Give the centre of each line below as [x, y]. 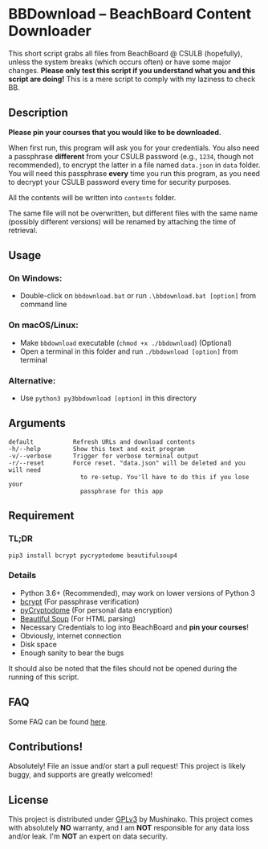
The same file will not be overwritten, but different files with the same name [133, 213]
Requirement [41, 516]
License [28, 800]
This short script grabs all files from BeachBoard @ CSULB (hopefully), [126, 53]
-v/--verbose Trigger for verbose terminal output [104, 456]
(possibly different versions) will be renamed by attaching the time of [122, 221]
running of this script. [44, 677]
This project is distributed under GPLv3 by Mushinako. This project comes [131, 819]
